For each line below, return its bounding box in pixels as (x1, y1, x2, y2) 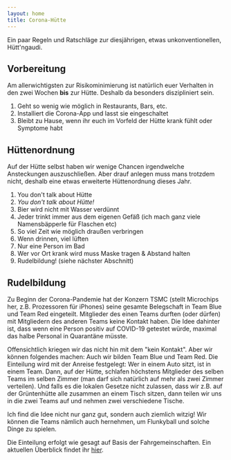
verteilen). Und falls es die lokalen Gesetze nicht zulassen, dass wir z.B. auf (7, 382, 223, 390)
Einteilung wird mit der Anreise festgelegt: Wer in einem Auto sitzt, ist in (7, 360, 211, 368)
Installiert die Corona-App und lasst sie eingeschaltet (17, 109, 169, 118)
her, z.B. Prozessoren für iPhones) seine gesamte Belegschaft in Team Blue (7, 302, 222, 311)
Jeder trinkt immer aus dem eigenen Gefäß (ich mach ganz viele (17, 212, 201, 221)
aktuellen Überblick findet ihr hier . (7, 445, 104, 454)
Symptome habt (17, 124, 63, 132)
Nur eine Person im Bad (17, 242, 85, 250)
